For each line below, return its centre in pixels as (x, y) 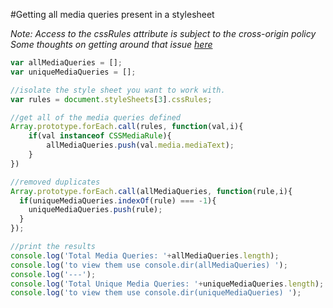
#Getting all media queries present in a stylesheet (112, 14)
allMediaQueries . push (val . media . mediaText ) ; (140, 145)
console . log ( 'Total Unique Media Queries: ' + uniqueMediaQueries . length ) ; (167, 284)
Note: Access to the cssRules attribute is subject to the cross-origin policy (163, 33)
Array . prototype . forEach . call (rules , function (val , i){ (127, 127)
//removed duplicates (55, 182)
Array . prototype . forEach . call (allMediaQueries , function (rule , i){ (151, 191)
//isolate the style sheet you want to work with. (118, 90)
